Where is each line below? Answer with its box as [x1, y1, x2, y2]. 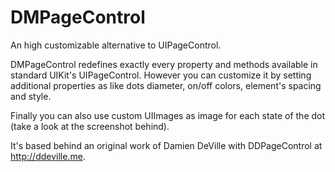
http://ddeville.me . [10, 150, 86, 162]
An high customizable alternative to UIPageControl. [10, 39, 222, 51]
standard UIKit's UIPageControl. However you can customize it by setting [10, 69, 312, 81]
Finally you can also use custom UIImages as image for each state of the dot [10, 109, 326, 121]
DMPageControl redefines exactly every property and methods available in [10, 58, 318, 70]
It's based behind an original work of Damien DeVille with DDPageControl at [10, 139, 323, 151]
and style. [10, 90, 52, 102]
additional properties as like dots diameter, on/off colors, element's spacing [10, 79, 322, 91]
